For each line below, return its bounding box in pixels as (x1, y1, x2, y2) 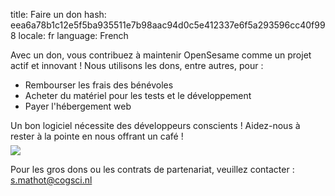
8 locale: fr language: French (10, 30, 129, 41)
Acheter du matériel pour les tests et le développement (24, 90, 252, 101)
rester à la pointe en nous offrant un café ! (10, 130, 184, 142)
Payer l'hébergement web (24, 100, 132, 112)
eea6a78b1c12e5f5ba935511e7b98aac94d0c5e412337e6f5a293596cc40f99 (10, 19, 326, 31)
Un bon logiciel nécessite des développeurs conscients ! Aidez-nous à (10, 120, 301, 131)
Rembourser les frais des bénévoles (24, 79, 174, 91)
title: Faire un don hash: (10, 9, 107, 20)
